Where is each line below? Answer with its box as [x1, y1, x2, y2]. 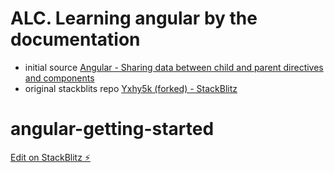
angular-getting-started [10, 118, 215, 141]
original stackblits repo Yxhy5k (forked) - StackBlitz [24, 82, 238, 94]
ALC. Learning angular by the [10, 7, 258, 30]
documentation [10, 28, 141, 51]
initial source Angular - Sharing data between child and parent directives [24, 61, 324, 73]
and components [24, 72, 95, 84]
